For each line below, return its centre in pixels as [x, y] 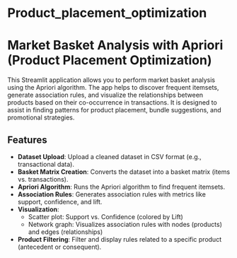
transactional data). [46, 164]
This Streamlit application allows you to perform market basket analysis [111, 80]
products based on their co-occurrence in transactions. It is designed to [112, 102]
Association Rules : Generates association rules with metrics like [112, 194]
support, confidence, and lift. [60, 201]
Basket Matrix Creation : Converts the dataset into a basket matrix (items [124, 172]
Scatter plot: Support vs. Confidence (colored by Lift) [106, 216]
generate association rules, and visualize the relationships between [105, 95]
